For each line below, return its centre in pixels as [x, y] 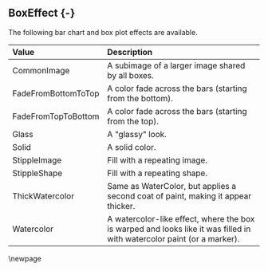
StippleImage [37, 160]
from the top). [133, 121]
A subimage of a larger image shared [176, 65]
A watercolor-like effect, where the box [181, 218]
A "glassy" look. [137, 134]
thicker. [121, 206]
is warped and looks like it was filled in [179, 229]
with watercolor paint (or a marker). [173, 238]
